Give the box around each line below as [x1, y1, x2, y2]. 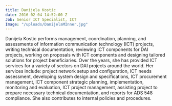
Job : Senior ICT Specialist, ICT [5, 17, 77, 22]
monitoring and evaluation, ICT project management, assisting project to [5, 85, 158, 91]
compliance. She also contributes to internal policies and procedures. [5, 95, 152, 101]
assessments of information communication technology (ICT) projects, [5, 41, 155, 47]
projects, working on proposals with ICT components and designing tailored [5, 52, 165, 58]
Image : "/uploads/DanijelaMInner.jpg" [5, 21, 88, 27]
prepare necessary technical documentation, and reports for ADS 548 [5, 90, 153, 96]
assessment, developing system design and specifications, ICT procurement [5, 73, 167, 79]
